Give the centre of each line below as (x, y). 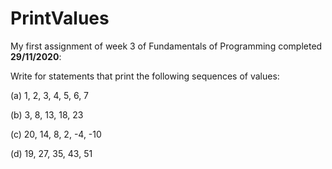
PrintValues (60, 18)
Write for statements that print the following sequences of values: (145, 76)
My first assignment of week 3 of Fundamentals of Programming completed (166, 46)
